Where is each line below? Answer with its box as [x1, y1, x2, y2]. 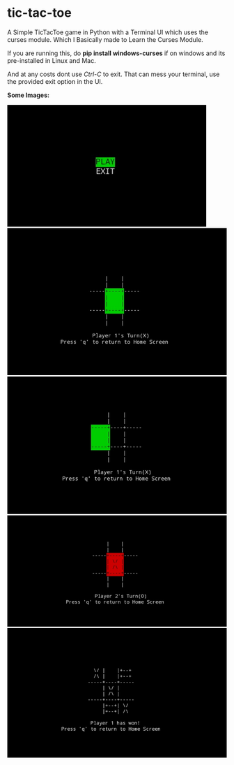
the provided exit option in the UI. [7, 77, 103, 85]
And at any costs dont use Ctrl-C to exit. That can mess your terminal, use [7, 70, 220, 78]
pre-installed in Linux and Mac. [7, 56, 96, 64]
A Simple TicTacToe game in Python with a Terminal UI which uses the [7, 28, 209, 36]
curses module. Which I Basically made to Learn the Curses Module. [7, 35, 203, 43]
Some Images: [7, 91, 50, 99]
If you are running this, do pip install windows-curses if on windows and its [7, 49, 226, 57]
